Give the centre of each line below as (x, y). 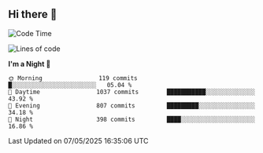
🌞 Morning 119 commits (73, 78)
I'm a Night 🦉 (30, 64)
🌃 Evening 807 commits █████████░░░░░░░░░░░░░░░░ (132, 106)
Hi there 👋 (33, 15)
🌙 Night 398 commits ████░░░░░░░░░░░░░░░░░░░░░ (132, 119)
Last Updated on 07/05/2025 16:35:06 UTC (78, 140)
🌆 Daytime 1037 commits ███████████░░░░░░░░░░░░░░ (132, 92)
